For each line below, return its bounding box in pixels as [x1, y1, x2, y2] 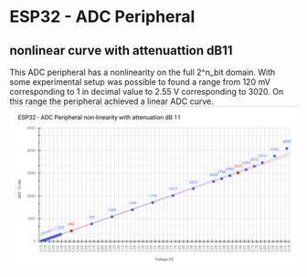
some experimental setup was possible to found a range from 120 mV [9, 77, 271, 87]
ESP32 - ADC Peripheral [9, 6, 196, 27]
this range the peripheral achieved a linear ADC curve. [9, 96, 215, 107]
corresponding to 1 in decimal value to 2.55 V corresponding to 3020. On [9, 87, 284, 97]
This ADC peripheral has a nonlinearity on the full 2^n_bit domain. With [9, 67, 276, 77]
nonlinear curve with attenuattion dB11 [9, 43, 233, 58]
